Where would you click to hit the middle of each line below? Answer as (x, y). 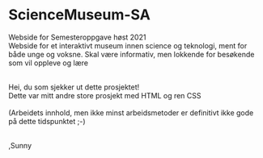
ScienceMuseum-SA (80, 15)
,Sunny (20, 145)
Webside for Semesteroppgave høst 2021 (77, 37)
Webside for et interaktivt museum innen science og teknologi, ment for (128, 45)
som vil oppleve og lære (49, 63)
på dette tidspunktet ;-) (47, 121)
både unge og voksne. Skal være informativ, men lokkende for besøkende (131, 54)
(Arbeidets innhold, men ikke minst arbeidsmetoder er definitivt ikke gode (131, 112)
